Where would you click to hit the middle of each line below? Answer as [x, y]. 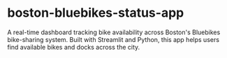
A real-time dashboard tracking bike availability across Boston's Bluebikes [114, 32]
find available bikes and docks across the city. [74, 47]
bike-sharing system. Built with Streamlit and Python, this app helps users [113, 39]
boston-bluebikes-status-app [96, 13]
